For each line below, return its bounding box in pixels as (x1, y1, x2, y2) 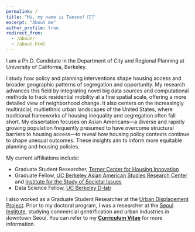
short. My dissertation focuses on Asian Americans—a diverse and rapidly (6, 118, 185, 125)
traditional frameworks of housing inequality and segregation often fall (6, 112, 176, 119)
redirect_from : (6, 30, 43, 36)
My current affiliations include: (6, 154, 80, 161)
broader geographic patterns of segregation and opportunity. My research (6, 81, 186, 88)
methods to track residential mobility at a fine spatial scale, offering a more (6, 93, 187, 100)
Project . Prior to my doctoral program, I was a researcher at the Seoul (6, 202, 174, 209)
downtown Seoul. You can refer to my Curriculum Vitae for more (6, 214, 163, 221)
